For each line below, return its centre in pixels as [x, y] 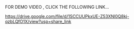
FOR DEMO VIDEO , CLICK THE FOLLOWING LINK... [57, 7]
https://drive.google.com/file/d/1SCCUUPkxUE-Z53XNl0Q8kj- [67, 16]
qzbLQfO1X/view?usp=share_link [38, 22]
